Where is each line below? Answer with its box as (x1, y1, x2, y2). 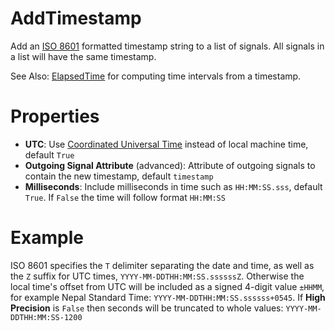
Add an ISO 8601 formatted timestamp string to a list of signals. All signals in (10, 40, 325, 52)
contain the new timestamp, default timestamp (24, 170, 214, 182)
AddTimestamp (10, 7, 142, 30)
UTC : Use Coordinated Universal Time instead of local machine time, (24, 138, 309, 150)
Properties (10, 105, 100, 128)
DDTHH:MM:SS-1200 (10, 312, 83, 322)
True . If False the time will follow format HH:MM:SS (24, 191, 226, 203)
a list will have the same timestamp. (10, 50, 157, 62)
